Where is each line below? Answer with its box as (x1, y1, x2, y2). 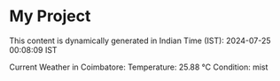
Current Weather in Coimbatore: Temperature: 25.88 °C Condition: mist (9, 62, 268, 72)
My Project (9, 6, 91, 26)
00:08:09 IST (9, 44, 58, 55)
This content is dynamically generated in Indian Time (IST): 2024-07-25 (9, 35, 272, 46)
